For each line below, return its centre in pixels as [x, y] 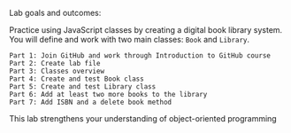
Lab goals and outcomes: [55, 13]
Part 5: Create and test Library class [83, 87]
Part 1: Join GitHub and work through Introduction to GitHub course [140, 56]
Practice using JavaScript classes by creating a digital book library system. [146, 30]
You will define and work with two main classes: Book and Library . [130, 39]
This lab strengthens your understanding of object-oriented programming [143, 118]
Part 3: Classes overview [57, 71]
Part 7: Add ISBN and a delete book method [91, 102]
